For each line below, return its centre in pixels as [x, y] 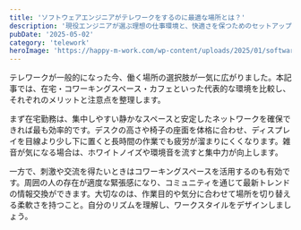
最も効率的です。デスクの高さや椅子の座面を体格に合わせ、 [142, 130]
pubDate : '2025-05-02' [52, 34]
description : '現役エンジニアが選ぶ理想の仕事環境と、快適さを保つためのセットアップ [151, 26]
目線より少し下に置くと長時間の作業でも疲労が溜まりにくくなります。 [154, 141]
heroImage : [30, 51]
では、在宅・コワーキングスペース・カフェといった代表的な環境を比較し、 [154, 89]
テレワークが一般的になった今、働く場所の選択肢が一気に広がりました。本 [146, 78]
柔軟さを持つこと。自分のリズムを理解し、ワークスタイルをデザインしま [150, 205]
